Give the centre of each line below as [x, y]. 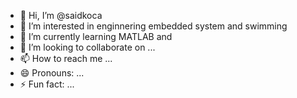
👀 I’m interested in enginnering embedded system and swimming [153, 26]
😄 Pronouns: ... [52, 73]
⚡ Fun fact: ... [47, 84]
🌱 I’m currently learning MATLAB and [96, 36]
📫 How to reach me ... [66, 58]
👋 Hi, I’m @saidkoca [61, 15]
